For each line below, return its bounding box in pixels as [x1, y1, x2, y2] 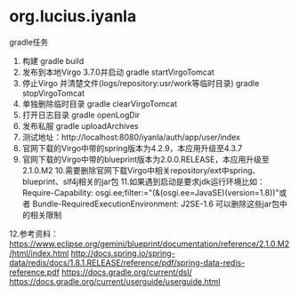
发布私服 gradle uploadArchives [21, 120, 140, 131]
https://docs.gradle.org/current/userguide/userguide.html [9, 276, 221, 286]
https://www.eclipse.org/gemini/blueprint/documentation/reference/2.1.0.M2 [9, 238, 290, 249]
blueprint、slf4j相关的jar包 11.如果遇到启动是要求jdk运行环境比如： [21, 176, 265, 187]
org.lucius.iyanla [9, 6, 137, 27]
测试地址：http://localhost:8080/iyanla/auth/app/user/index [21, 132, 240, 142]
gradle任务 [9, 36, 49, 47]
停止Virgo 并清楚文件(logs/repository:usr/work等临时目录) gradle [21, 77, 260, 88]
